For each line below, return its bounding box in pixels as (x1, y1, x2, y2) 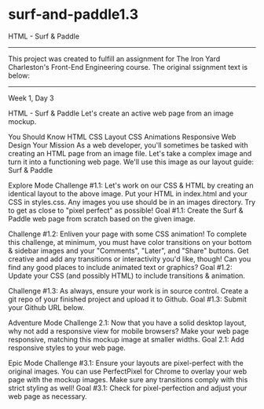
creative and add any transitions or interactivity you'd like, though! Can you (8, 254, 251, 264)
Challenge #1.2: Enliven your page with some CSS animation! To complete (8, 229, 247, 239)
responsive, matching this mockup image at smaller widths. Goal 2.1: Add (8, 334, 245, 344)
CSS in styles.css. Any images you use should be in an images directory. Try (8, 197, 256, 206)
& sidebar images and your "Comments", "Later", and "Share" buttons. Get (8, 246, 249, 255)
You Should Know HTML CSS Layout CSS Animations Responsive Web (8, 132, 236, 141)
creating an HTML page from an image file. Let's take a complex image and (8, 148, 252, 158)
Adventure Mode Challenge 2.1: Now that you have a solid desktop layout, (8, 318, 247, 327)
